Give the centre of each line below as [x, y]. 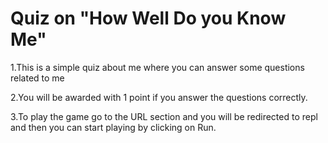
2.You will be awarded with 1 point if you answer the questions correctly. [159, 97]
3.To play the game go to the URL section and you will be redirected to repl [164, 116]
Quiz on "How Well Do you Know [148, 18]
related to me [37, 78]
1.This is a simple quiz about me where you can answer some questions [157, 67]
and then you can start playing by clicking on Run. [113, 127]
